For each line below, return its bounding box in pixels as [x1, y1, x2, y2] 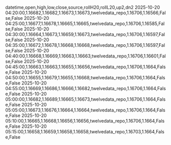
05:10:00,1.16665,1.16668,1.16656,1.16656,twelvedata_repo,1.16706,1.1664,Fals [5, 118, 165, 124]
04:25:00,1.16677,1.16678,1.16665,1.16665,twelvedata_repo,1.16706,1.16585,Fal [5, 20, 165, 26]
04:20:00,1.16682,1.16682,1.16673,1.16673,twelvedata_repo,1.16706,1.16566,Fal [5, 10, 166, 16]
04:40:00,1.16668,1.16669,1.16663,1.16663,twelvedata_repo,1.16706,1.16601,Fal [5, 53, 166, 59]
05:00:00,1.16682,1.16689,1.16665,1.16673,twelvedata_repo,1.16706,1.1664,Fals [5, 96, 166, 102]
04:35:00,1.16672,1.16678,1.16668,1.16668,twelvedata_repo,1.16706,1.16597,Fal [5, 42, 165, 48]
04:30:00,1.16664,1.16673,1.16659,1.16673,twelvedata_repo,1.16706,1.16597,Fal [5, 32, 165, 37]
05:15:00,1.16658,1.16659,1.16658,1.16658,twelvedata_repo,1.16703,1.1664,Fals [5, 129, 165, 134]
